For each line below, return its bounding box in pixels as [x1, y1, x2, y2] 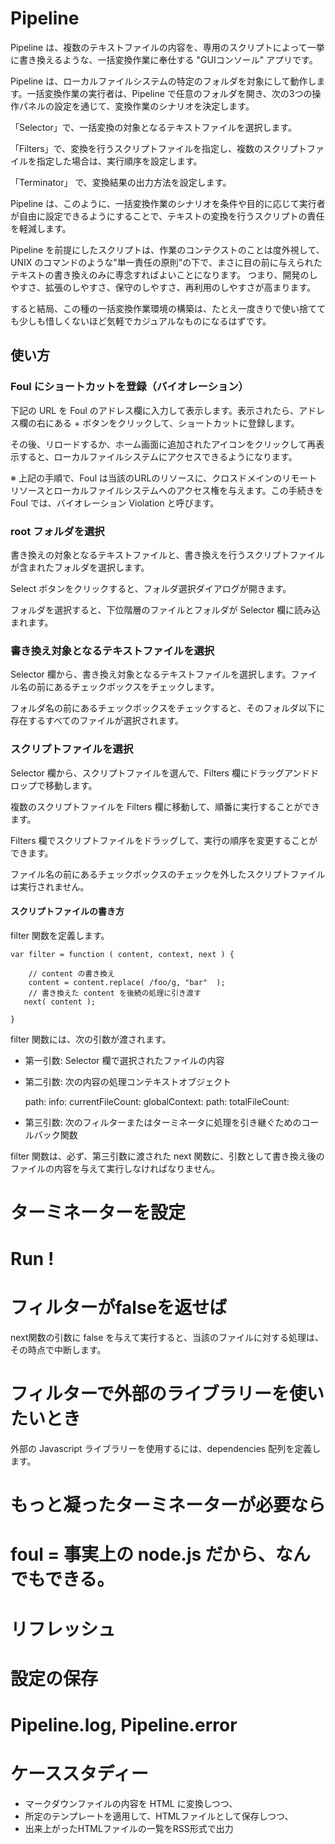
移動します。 [44, 779, 98, 791]
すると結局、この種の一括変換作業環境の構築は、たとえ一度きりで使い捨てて [10, 302, 326, 314]
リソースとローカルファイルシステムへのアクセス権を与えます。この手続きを [10, 484, 324, 496]
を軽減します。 [10, 222, 72, 234]
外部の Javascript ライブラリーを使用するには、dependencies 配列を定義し [10, 1442, 322, 1454]
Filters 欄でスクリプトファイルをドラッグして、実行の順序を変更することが [10, 834, 318, 846]
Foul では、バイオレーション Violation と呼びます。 [10, 497, 220, 509]
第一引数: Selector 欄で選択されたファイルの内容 [24, 1054, 225, 1066]
